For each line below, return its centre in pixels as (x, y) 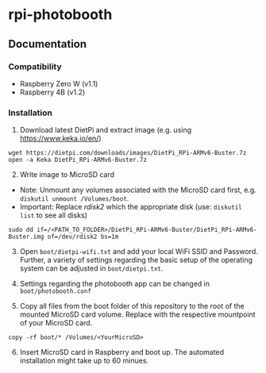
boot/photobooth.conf (55, 291)
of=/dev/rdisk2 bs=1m (83, 237)
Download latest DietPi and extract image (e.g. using (106, 130)
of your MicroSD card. (56, 323)
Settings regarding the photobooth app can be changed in (115, 284)
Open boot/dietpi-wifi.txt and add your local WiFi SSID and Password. (139, 252)
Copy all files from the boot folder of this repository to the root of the (132, 306)
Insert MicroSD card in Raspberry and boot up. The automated (122, 352)
